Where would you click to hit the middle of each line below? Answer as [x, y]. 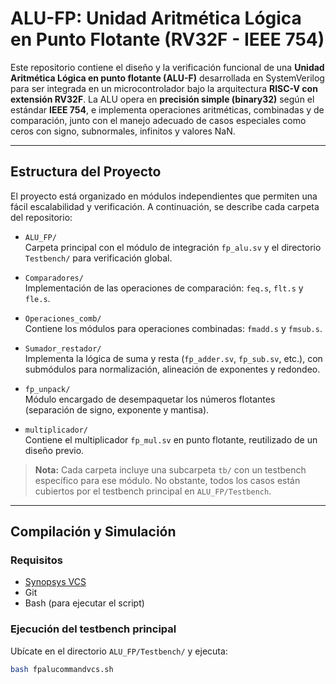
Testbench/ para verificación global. [98, 258]
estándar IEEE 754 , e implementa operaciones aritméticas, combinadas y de [167, 109]
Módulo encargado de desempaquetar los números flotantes [150, 399]
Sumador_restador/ [63, 348]
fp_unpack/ [47, 389]
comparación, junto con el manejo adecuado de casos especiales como [158, 120]
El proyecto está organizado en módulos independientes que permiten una [164, 196]
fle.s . [37, 298]
